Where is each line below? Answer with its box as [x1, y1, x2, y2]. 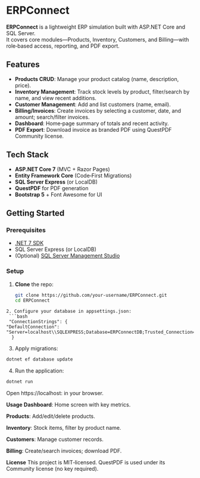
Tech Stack [6, 150, 49, 160]
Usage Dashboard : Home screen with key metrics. [6, 401, 131, 408]
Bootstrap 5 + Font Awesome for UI [14, 191, 102, 198]
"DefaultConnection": [6, 324, 60, 330]
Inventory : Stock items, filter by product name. [6, 424, 121, 432]
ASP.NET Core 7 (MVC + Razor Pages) [14, 165, 110, 173]
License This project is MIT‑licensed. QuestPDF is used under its [6, 459, 165, 466]
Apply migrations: [14, 345, 58, 352]
